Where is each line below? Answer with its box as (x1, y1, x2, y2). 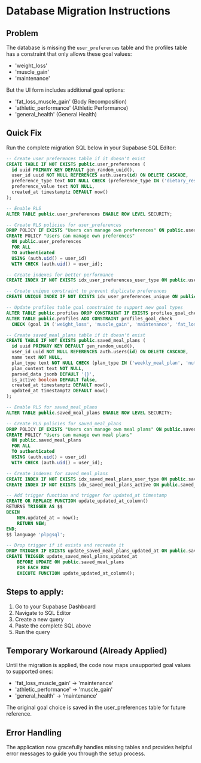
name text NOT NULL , (11, 355, 63, 361)
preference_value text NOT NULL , (11, 184, 95, 190)
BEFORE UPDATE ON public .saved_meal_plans (17, 559, 124, 565)
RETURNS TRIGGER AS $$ (6, 504, 63, 510)
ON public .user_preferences (11, 239, 82, 245)
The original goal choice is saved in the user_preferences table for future (6, 704, 186, 711)
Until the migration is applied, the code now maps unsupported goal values (6, 662, 191, 669)
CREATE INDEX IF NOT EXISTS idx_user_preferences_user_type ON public (6, 277, 186, 283)
